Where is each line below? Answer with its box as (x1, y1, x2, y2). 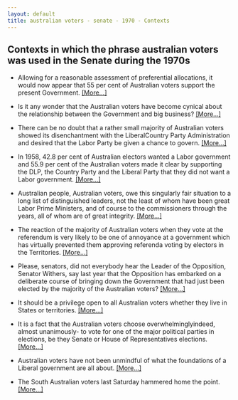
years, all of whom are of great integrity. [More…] (17, 211, 162, 221)
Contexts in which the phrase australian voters (7, 43, 219, 56)
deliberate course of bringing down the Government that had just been (17, 277, 225, 285)
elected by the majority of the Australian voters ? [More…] (17, 285, 186, 293)
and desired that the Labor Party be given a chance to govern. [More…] (17, 139, 227, 147)
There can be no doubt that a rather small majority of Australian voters (17, 124, 224, 132)
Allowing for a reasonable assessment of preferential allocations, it (17, 73, 213, 82)
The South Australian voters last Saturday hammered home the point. (17, 378, 220, 386)
